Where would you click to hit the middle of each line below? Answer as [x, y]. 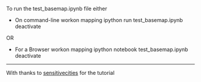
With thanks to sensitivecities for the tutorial [60, 73]
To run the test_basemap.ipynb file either [57, 9]
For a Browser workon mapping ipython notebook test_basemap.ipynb [101, 49]
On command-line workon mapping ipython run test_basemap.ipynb [99, 20]
